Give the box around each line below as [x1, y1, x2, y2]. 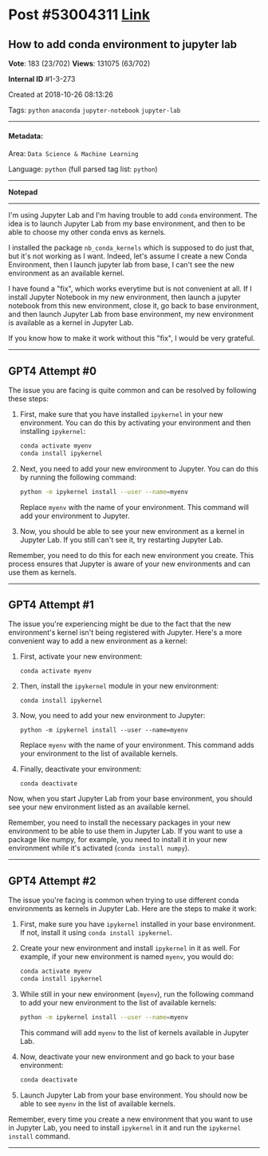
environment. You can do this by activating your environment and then [19, 418, 251, 427]
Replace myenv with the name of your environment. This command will [19, 502, 250, 512]
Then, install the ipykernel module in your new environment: [19, 681, 219, 691]
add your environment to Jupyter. [19, 511, 130, 520]
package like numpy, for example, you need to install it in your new [8, 835, 227, 845]
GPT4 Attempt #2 [8, 874, 97, 888]
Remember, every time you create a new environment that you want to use [8, 1114, 253, 1124]
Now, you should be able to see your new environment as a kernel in [19, 526, 245, 536]
